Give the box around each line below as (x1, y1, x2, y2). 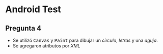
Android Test (5, 4, 61, 15)
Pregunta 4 (5, 24, 42, 33)
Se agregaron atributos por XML (12, 43, 80, 49)
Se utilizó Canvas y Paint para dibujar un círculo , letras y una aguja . (12, 37, 158, 43)
